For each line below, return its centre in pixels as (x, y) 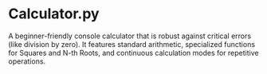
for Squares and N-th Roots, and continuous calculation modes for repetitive (133, 53)
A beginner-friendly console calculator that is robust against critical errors (130, 36)
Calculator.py (54, 14)
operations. (27, 61)
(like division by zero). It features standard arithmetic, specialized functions (132, 44)
